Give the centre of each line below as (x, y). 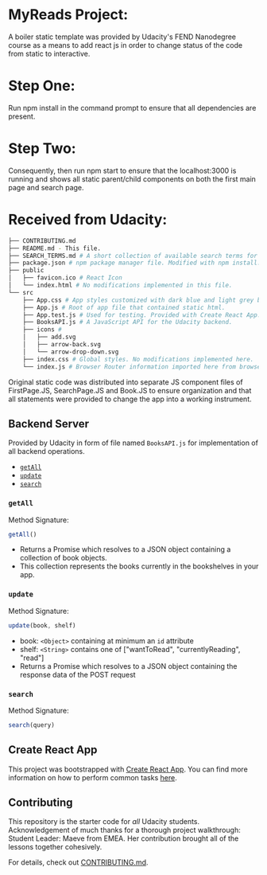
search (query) (32, 725)
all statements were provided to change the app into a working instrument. (130, 399)
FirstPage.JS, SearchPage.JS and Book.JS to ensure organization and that (130, 390)
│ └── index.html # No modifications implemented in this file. (120, 285)
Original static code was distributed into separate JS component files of (126, 382)
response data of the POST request (78, 674)
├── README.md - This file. (55, 248)
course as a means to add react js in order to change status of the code (126, 45)
